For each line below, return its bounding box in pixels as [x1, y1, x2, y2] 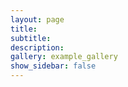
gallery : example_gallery [10, 52, 118, 62]
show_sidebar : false [10, 61, 97, 71]
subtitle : [10, 33, 52, 43]
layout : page [10, 14, 65, 25]
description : [10, 42, 65, 53]
